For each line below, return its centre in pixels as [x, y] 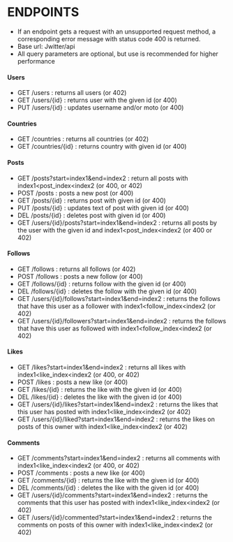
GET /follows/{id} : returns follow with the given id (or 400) [102, 284]
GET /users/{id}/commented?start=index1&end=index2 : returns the [115, 518]
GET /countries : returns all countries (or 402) [83, 139]
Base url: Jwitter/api [46, 46]
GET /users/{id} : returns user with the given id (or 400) [97, 100]
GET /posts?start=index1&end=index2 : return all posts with [103, 178]
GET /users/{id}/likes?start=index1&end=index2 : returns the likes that [118, 404]
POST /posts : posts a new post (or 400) [75, 193]
